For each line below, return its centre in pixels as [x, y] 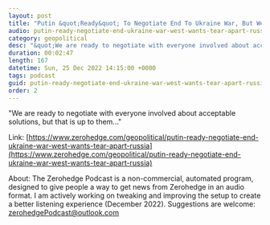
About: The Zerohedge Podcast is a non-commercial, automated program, [131, 178]
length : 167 [28, 61]
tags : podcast [32, 76]
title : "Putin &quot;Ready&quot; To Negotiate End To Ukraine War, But [131, 23]
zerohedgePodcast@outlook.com [64, 213]
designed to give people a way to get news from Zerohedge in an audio [127, 187]
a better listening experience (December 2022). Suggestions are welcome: [132, 204]
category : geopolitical [48, 38]
